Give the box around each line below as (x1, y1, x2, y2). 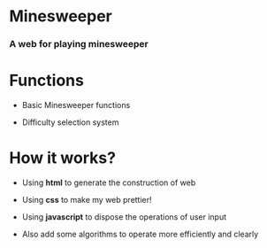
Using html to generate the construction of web (21, 177, 196, 188)
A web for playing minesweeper (9, 38, 149, 50)
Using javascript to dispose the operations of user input (21, 211, 227, 222)
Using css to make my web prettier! (21, 194, 152, 205)
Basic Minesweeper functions (21, 100, 131, 111)
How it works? (9, 148, 117, 168)
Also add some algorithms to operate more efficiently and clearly (21, 229, 259, 239)
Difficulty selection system (21, 117, 119, 128)
